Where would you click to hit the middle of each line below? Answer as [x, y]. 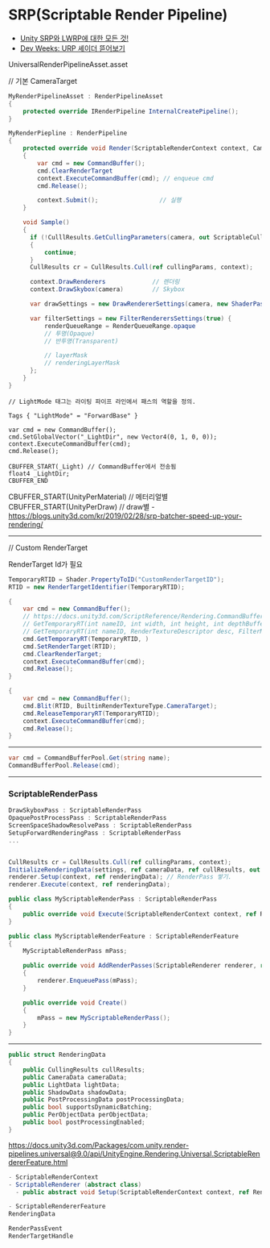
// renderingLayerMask [82, 363]
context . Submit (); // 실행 [110, 200]
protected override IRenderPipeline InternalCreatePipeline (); [131, 111]
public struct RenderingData [57, 1055]
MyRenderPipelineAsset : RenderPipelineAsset [86, 96]
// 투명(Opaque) [70, 333]
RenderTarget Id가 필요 [45, 564]
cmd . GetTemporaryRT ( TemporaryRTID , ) [86, 639]
